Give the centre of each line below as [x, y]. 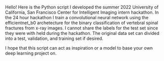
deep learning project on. [31, 53]
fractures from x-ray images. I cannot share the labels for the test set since [82, 28]
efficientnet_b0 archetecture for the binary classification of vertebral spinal [82, 23]
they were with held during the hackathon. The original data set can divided [82, 33]
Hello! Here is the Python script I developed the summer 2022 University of [82, 7]
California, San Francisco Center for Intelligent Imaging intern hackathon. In [82, 12]
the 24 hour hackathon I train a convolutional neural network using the [77, 17]
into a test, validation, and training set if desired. [54, 38]
